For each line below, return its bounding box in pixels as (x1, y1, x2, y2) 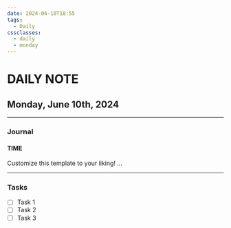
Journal (7, 127, 34, 136)
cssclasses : (7, 29, 41, 36)
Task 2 (16, 206, 36, 214)
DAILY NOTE (7, 71, 79, 87)
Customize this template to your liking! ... (7, 159, 122, 168)
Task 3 (16, 214, 36, 222)
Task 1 (16, 198, 36, 206)
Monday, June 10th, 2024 (7, 99, 119, 110)
